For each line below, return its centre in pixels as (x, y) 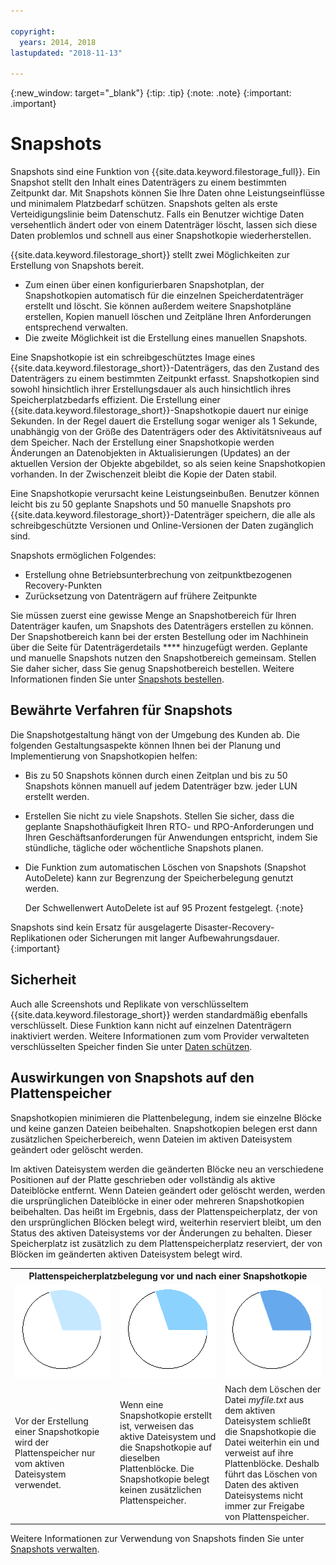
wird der (32, 1442)
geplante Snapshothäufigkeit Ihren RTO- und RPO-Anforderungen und (169, 826)
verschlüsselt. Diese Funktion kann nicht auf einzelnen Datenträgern (151, 1025)
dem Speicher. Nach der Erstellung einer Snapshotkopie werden (142, 442)
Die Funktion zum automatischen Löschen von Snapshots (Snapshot (165, 867)
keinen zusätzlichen (160, 1489)
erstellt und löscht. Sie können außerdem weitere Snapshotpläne (158, 306)
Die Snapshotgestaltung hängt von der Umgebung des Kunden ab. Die (155, 734)
